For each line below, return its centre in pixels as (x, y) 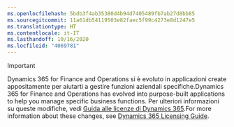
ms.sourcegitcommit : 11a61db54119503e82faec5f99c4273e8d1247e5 (101, 20)
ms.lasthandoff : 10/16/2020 (48, 40)
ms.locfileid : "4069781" (43, 46)
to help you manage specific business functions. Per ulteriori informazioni (114, 101)
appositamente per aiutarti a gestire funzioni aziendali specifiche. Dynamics (116, 86)
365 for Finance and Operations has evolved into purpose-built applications (116, 94)
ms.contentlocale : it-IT (43, 33)
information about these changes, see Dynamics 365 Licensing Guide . (108, 116)
